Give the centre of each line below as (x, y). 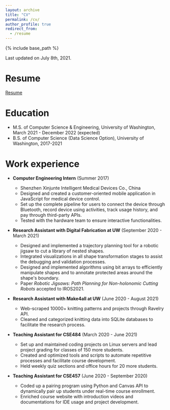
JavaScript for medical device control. (60, 198)
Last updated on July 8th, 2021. (38, 58)
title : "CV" (18, 15)
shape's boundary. (40, 278)
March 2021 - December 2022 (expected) (56, 132)
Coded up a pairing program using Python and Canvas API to (84, 386)
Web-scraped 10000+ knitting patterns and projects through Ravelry (92, 308)
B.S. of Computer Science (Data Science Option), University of (78, 138)
